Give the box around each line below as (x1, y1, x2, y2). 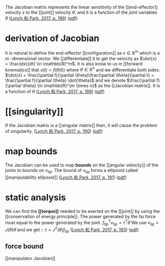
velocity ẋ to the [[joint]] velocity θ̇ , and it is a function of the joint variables (5, 9, 158, 15)
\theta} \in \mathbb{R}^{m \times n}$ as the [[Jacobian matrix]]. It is (22, 83, 160, 89)
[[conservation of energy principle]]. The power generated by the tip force (5, 213, 156, 219)
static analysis (5, 192, 66, 203)
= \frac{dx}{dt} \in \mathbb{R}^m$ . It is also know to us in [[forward (5, 61, 143, 66)
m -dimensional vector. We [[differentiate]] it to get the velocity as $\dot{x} (5, 55, 157, 61)
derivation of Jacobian (5, 33, 99, 44)
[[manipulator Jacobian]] (5, 255, 56, 261)
